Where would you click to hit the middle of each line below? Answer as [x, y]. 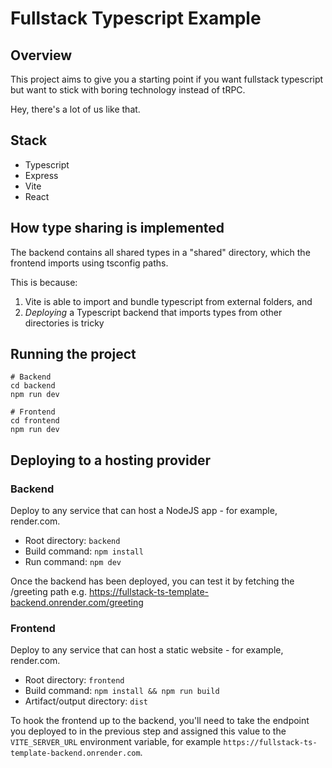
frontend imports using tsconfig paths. [89, 263]
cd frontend [35, 421]
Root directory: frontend [74, 680]
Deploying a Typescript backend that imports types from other [153, 312]
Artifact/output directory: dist [86, 701]
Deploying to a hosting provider [111, 460]
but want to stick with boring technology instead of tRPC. [128, 90]
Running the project [73, 354]
